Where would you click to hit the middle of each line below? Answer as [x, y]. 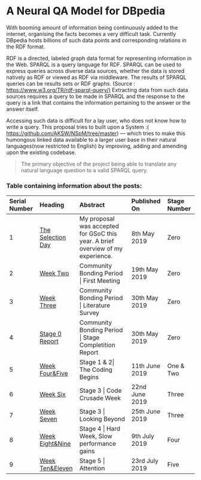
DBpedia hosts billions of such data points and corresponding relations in [96, 40]
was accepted [99, 227]
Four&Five [54, 374]
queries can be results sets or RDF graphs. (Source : [71, 83]
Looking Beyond [102, 419]
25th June [146, 412]
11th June [146, 366]
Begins [89, 377]
